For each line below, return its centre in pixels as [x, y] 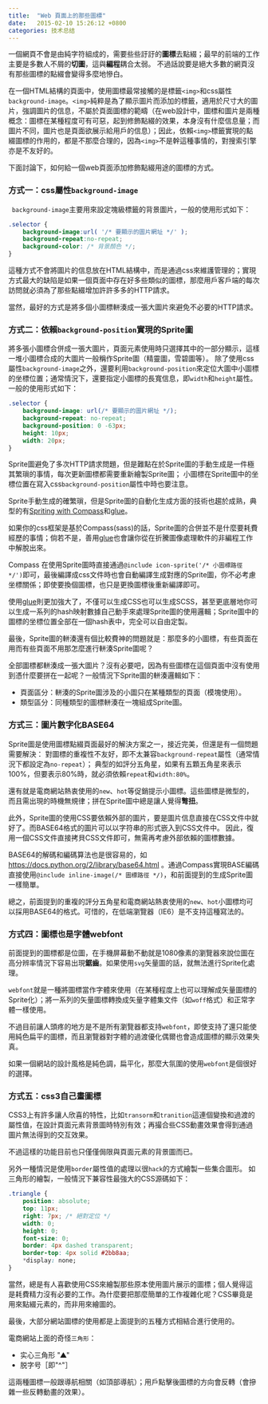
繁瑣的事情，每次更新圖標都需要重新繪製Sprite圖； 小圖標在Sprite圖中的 [133, 474]
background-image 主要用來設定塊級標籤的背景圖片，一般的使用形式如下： [131, 209]
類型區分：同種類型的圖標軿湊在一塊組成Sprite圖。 [103, 702]
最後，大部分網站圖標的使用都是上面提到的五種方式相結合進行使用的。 [124, 1321]
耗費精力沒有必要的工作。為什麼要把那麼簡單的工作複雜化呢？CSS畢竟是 [134, 1294]
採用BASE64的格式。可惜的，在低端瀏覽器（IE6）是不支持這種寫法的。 [132, 911]
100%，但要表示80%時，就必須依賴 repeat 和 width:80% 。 [101, 773]
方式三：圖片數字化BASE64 [61, 725]
